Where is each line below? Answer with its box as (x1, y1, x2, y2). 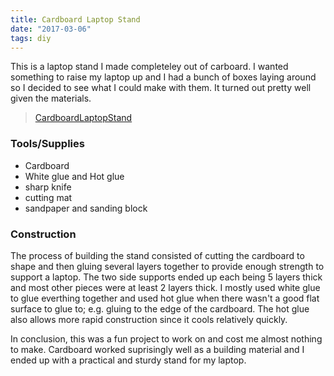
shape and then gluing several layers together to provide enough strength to (10, 260, 325, 272)
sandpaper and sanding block (24, 202, 148, 214)
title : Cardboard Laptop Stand (10, 14, 141, 25)
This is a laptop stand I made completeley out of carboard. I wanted (10, 61, 289, 73)
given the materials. (10, 92, 92, 105)
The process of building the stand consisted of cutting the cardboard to (10, 249, 305, 261)
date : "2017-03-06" (10, 24, 92, 34)
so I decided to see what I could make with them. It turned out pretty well (10, 82, 312, 94)
